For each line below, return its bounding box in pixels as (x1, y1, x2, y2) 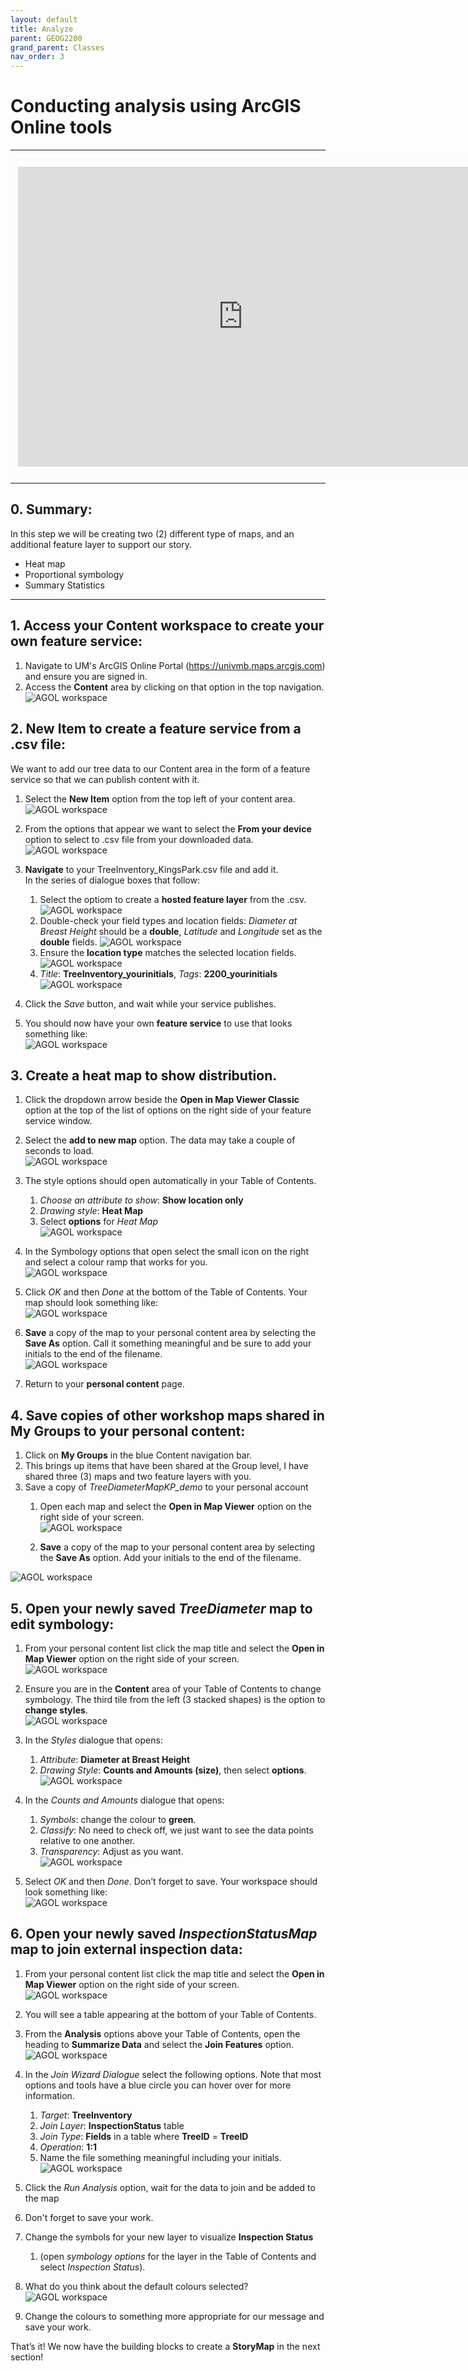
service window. (24, 1115, 93, 1127)
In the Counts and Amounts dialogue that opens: (24, 1794, 225, 1806)
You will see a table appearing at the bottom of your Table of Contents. (24, 2008, 317, 2020)
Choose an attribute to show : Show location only (39, 1194, 244, 1206)
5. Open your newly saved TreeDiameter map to (10, 1600, 313, 1617)
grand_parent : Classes (10, 42, 105, 53)
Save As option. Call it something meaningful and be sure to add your (24, 1337, 312, 1350)
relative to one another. (39, 1834, 136, 1846)
